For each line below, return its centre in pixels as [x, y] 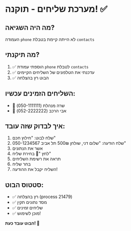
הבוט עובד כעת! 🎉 [23, 223]
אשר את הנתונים [27, 148]
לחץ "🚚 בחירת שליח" [32, 154]
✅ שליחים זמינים [27, 208]
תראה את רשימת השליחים [37, 159]
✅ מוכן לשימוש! [26, 213]
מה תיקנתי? [22, 55]
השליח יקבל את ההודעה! [35, 169]
